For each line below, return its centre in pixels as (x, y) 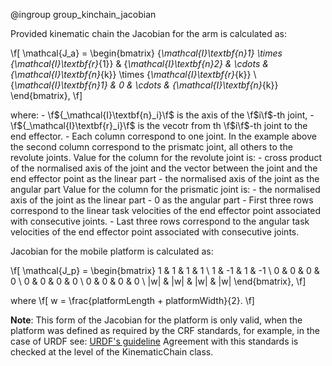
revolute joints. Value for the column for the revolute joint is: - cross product (166, 157)
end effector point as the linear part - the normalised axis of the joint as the (165, 178)
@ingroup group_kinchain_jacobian (83, 14)
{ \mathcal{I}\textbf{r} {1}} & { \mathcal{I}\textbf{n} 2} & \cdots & (139, 63)
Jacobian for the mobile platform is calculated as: (112, 251)
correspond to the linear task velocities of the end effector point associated (166, 210)
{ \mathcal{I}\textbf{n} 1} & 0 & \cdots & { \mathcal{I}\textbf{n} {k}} (144, 85)
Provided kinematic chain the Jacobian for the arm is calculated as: (149, 33)
